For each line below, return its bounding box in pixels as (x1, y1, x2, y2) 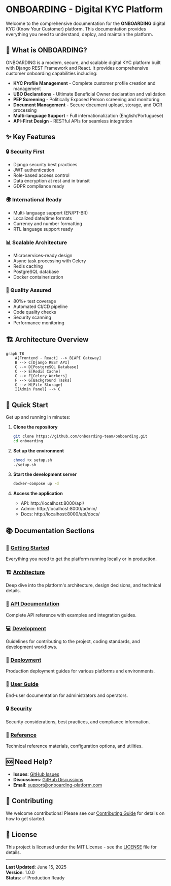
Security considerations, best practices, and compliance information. (6, 718, 150, 725)
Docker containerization (13, 274, 64, 280)
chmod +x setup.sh (13, 457, 52, 463)
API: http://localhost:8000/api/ (20, 500, 84, 506)
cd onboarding (13, 438, 43, 443)
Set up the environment (13, 447, 64, 453)
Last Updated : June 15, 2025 (6, 864, 66, 870)
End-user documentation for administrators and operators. (6, 692, 128, 698)
